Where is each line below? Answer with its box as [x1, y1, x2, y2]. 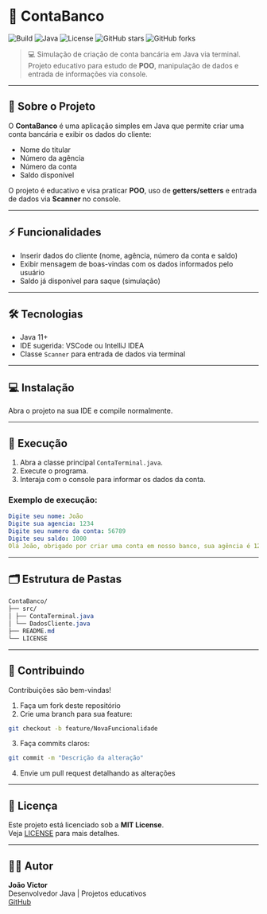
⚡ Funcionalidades [8, 226, 102, 239]
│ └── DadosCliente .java [8, 620, 91, 628]
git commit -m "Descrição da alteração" [8, 754, 145, 762]
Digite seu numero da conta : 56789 [8, 527, 126, 535]
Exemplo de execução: [8, 494, 98, 505]
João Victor [8, 880, 48, 889]
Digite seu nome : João [8, 512, 83, 520]
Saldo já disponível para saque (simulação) [19, 276, 161, 286]
